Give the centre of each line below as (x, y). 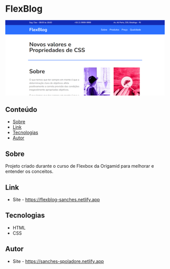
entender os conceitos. (29, 171)
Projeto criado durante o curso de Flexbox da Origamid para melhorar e (80, 166)
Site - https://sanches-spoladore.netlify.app (58, 261)
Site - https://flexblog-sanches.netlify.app (56, 200)
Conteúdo (21, 110)
